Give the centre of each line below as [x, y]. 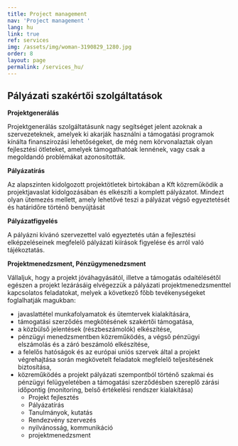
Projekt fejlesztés [54, 398]
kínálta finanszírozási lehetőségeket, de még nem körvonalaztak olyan [110, 142]
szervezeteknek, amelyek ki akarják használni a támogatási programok [111, 134]
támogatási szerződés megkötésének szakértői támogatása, [106, 322]
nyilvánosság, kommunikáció [71, 427]
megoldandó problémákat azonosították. [66, 157]
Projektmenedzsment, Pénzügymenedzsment [77, 264]
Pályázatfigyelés [33, 221]
